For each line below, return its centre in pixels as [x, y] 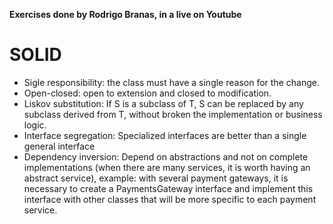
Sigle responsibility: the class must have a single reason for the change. [171, 82]
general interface [59, 146]
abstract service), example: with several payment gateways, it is [156, 178]
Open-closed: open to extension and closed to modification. [147, 93]
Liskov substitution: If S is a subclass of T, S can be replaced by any [163, 103]
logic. [35, 125]
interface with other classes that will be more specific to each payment [170, 199]
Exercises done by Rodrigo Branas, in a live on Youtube [125, 14]
